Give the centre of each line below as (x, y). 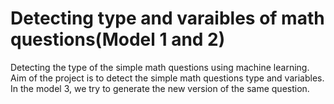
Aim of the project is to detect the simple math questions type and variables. (167, 78)
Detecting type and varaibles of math (167, 18)
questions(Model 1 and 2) (118, 39)
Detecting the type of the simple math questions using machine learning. (160, 67)
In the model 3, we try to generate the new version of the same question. (160, 88)
